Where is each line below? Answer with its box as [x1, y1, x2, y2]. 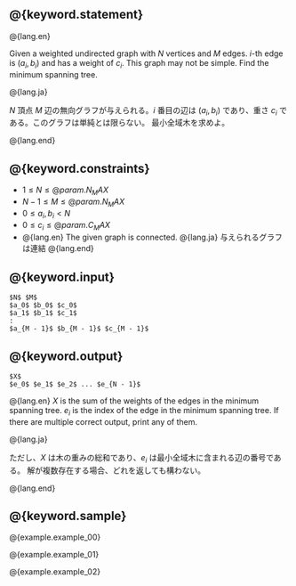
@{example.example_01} [9, 549, 100, 560]
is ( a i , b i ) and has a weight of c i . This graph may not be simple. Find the [9, 57, 269, 70]
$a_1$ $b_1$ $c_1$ [9, 309, 77, 318]
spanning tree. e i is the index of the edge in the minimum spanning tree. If [9, 405, 279, 418]
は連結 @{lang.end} [21, 243, 95, 254]
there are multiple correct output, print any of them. [9, 416, 198, 427]
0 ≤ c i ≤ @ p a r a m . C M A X [21, 219, 111, 232]
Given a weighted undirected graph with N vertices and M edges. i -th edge [9, 48, 284, 59]
